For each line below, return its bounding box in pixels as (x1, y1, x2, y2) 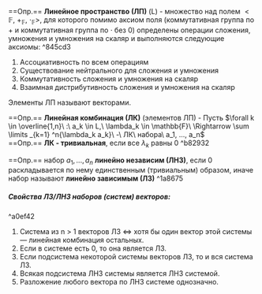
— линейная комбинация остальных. (19, 236, 144, 245)
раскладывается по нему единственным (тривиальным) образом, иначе (8, 166, 254, 175)
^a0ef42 (8, 212, 36, 221)
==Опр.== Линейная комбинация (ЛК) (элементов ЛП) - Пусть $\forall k (8, 113, 255, 122)
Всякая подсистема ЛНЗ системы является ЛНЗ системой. (19, 269, 220, 278)
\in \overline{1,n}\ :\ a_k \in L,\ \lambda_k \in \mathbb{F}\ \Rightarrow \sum (8, 121, 250, 131)
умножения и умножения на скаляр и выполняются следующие (8, 33, 225, 43)
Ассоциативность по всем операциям (19, 57, 149, 66)
